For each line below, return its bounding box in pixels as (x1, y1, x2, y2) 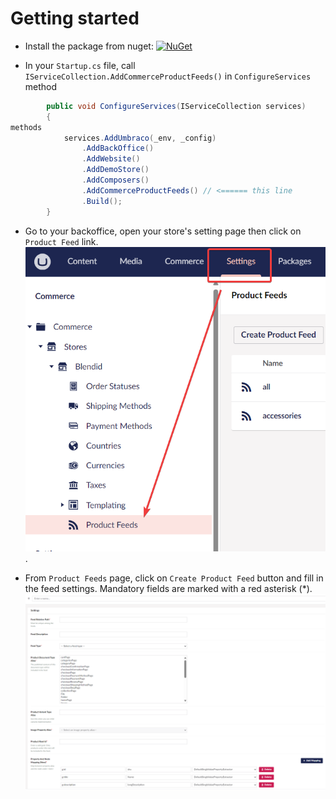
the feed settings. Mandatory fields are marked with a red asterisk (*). (24, 583, 313, 595)
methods (10, 122, 43, 132)
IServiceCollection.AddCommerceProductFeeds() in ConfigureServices (24, 70, 312, 82)
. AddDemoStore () (81, 165, 150, 175)
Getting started (10, 7, 140, 30)
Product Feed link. (24, 235, 99, 247)
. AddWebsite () (81, 154, 141, 164)
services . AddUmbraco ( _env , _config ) (63, 133, 217, 143)
